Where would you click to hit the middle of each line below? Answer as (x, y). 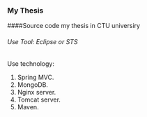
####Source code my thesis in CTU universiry (74, 26)
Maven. (28, 106)
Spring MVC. (36, 77)
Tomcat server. (39, 99)
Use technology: (31, 63)
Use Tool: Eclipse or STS (42, 41)
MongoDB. (33, 84)
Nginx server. (37, 92)
